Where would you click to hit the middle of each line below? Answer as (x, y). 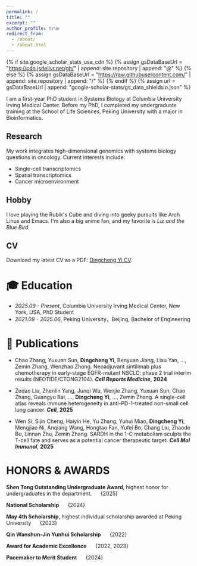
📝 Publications (43, 344)
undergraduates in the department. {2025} (62, 494)
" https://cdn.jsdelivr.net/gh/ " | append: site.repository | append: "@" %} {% (99, 68)
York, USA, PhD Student (44, 312)
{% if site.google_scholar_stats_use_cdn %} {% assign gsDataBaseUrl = (94, 62)
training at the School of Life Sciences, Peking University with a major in (94, 111)
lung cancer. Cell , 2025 (44, 410)
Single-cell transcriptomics (48, 169)
